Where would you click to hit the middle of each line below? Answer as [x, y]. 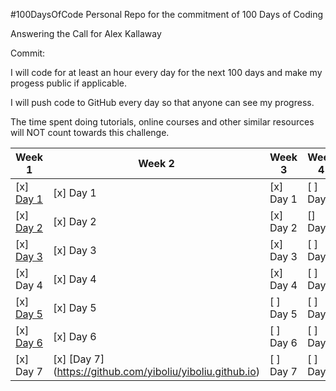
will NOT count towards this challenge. [90, 132]
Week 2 [156, 163]
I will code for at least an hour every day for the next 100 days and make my [166, 72]
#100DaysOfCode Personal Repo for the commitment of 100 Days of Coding [166, 14]
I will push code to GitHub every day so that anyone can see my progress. [162, 102]
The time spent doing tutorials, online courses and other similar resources [162, 122]
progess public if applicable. [69, 83]
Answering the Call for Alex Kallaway [86, 33]
